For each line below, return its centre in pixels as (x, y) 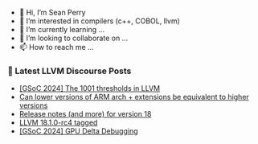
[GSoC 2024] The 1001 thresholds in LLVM (90, 88)
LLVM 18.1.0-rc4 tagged (58, 123)
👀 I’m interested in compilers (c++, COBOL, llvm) (99, 21)
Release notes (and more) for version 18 (85, 114)
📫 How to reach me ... (56, 47)
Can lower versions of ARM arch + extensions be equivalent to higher (134, 97)
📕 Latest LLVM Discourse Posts (70, 71)
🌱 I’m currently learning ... (62, 29)
